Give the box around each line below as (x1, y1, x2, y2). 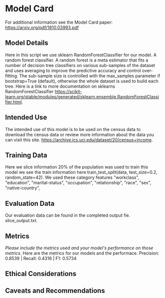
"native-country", (5, 185, 40, 191)
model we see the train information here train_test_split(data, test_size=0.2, (5, 169, 158, 175)
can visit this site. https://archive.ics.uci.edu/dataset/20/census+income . (5, 136, 153, 143)
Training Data (5, 151, 48, 159)
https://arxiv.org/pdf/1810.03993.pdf (5, 24, 79, 30)
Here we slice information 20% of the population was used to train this (5, 164, 149, 170)
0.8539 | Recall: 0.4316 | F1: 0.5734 (5, 256, 77, 261)
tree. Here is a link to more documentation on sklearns (5, 83, 115, 89)
